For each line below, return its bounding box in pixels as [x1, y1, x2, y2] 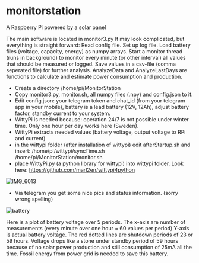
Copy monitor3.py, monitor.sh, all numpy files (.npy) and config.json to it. [14, 91, 193, 98]
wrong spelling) [14, 195, 53, 203]
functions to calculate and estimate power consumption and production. [6, 73, 182, 80]
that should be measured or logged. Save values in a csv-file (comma [6, 60, 176, 68]
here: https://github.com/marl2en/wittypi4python [14, 166, 135, 173]
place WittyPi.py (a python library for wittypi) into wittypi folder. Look [14, 160, 184, 167]
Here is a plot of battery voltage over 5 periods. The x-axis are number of [6, 218, 186, 226]
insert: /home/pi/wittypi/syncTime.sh [14, 147, 105, 155]
